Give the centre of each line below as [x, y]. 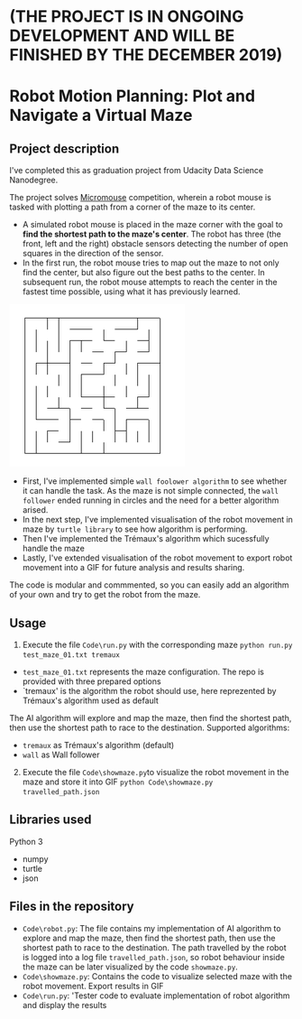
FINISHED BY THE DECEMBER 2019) [146, 55]
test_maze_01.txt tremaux [71, 655]
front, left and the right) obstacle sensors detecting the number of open [155, 244]
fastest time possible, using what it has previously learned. [131, 292]
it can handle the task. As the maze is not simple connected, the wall [151, 491]
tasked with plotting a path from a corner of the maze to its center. [133, 207]
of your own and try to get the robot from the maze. [105, 595]
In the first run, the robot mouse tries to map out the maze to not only [151, 263]
